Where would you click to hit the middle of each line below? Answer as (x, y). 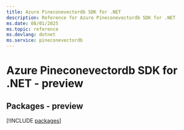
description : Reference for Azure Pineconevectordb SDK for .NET (91, 18)
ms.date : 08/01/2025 (33, 23)
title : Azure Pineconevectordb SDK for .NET (64, 12)
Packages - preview (45, 106)
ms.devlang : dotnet (31, 35)
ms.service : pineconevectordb (45, 40)
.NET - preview (45, 84)
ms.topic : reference (33, 29)
